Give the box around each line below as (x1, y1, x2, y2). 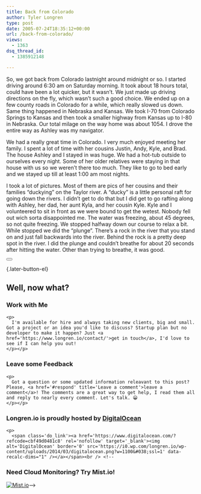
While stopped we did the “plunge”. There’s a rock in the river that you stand (6, 227, 196, 234)
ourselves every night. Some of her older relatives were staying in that (6, 157, 181, 164)
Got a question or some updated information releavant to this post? (11, 379, 190, 385)
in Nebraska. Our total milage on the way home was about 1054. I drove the (6, 120, 193, 127)
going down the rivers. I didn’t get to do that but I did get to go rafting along (6, 195, 194, 202)
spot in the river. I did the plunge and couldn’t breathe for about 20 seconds (6, 239, 194, 247)
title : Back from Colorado (6, 8, 74, 15)
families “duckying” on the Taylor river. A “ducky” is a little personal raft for (6, 188, 191, 196)
